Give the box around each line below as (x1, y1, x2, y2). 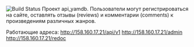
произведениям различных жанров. (6, 18, 96, 24)
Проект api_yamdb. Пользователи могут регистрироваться (41, 6, 189, 12)
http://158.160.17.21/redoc (6, 35, 66, 41)
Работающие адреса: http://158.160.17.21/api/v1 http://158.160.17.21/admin (6, 29, 182, 36)
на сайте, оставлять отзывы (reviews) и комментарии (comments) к (6, 11, 174, 18)
